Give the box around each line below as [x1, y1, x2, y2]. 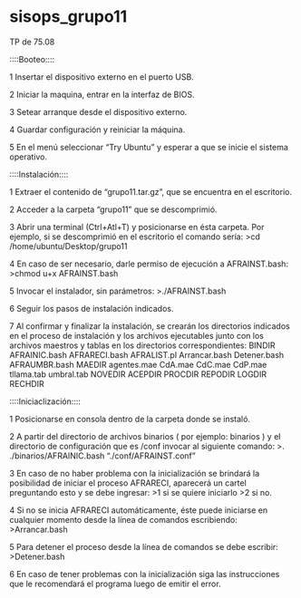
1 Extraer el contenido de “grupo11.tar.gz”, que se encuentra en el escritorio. [9, 186, 293, 197]
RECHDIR [9, 378, 44, 389]
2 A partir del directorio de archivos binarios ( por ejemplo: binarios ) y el [9, 430, 281, 441]
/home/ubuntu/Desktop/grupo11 [9, 240, 128, 251]
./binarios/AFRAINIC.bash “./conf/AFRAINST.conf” [9, 450, 197, 461]
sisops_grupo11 [9, 6, 128, 27]
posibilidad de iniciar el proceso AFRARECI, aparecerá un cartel [9, 477, 247, 488]
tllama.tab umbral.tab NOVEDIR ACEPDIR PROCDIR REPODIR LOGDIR [9, 369, 267, 380]
